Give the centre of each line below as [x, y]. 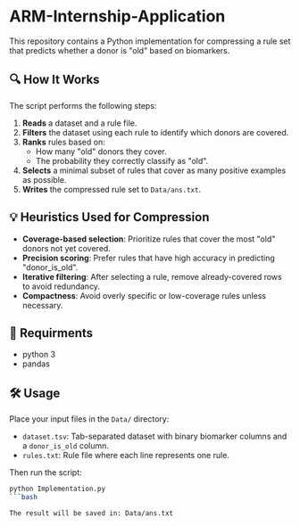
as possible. [44, 179]
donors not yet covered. [67, 248]
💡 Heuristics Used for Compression [109, 217]
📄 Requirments [51, 333]
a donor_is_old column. [66, 446]
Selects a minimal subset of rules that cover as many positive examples [154, 170]
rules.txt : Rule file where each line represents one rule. [126, 456]
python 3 [39, 355]
